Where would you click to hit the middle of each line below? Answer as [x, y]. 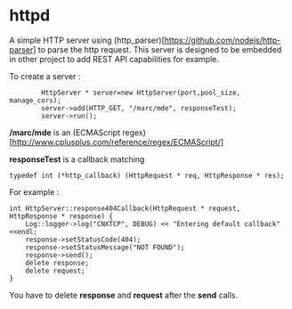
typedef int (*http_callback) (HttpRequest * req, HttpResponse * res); [147, 175]
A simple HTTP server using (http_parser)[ [87, 40]
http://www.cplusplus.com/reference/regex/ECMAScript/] [118, 142]
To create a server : [45, 76]
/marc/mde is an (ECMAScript [65, 132]
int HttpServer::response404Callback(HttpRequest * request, [125, 208]
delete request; [56, 271]
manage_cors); [36, 100]
